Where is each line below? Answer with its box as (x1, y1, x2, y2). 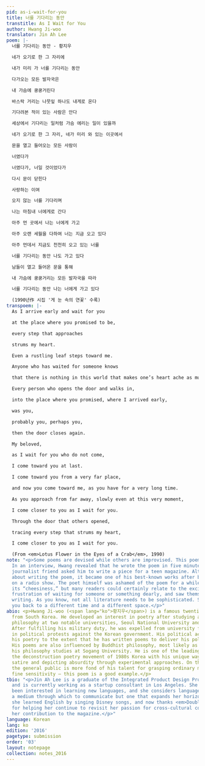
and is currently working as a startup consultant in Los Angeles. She (12, 682, 198, 688)
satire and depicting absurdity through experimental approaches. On (12, 659, 192, 666)
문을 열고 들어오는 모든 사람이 (12, 143, 77, 149)
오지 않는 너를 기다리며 (12, 198, 62, 204)
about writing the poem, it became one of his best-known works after (12, 574, 195, 580)
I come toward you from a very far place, (12, 474, 121, 480)
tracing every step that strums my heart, (12, 529, 121, 535)
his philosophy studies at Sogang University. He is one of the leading (12, 648, 201, 655)
